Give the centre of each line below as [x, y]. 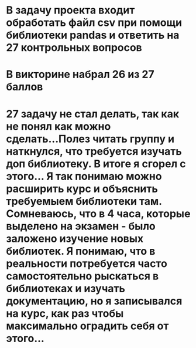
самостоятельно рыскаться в [82, 276]
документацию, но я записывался [94, 301]
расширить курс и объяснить [82, 189]
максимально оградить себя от [87, 326]
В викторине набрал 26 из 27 [80, 75]
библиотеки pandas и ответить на [93, 35]
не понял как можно [59, 126]
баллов [25, 87]
